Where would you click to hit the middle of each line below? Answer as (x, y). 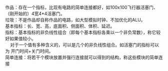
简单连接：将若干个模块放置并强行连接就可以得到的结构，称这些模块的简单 (82, 57)
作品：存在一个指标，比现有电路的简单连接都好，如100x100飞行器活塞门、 (82, 7)
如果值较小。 (22, 38)
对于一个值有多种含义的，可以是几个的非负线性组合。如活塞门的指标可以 (84, 45)
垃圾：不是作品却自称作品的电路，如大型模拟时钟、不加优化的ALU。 (75, 20)
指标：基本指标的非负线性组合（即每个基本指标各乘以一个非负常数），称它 (81, 32)
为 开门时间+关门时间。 (29, 51)
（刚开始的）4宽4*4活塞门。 (35, 13)
